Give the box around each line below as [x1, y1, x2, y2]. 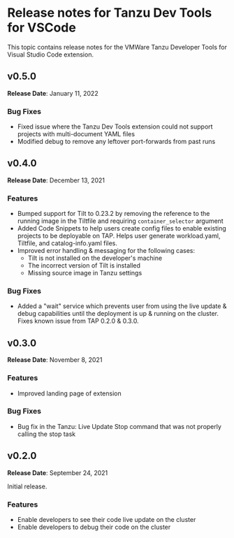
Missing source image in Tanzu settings [27, 269, 142, 277]
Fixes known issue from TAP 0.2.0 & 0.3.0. [17, 317, 139, 326]
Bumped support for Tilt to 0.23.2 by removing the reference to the [17, 210, 210, 218]
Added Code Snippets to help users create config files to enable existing [17, 224, 227, 233]
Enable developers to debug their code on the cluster [17, 523, 171, 531]
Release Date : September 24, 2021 [7, 468, 108, 477]
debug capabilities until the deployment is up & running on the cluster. [17, 310, 219, 318]
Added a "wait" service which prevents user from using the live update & [17, 302, 227, 310]
